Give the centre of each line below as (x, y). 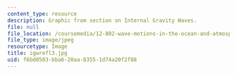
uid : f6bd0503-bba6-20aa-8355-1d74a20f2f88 (72, 60)
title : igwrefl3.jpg (38, 54)
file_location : (30, 33)
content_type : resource (42, 14)
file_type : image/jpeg (41, 40)
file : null (23, 27)
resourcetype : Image (38, 47)
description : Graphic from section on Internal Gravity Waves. (102, 20)
